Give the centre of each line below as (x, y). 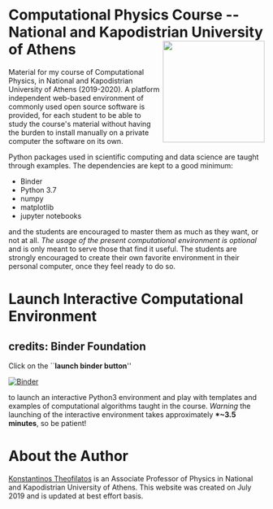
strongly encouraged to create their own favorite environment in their (124, 257)
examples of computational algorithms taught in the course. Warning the (130, 406)
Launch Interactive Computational (126, 299)
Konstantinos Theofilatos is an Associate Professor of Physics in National (131, 478)
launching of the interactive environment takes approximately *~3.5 (122, 414)
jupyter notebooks (51, 215)
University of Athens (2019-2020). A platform (84, 89)
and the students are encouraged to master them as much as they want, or (133, 231)
